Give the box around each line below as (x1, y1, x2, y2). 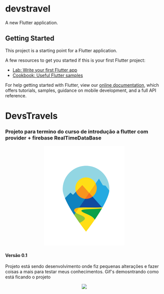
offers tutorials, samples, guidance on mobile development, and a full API (5, 87, 156, 93)
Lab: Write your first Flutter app (12, 67, 78, 73)
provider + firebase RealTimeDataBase (5, 134, 102, 141)
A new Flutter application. (5, 20, 58, 26)
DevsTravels (5, 110, 58, 121)
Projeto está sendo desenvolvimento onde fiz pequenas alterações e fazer (5, 263, 159, 269)
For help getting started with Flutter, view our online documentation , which (5, 82, 159, 88)
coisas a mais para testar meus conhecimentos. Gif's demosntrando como (5, 269, 159, 275)
